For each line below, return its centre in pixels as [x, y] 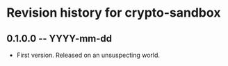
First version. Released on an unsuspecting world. [88, 55]
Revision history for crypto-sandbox [114, 13]
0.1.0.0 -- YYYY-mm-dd [59, 39]
